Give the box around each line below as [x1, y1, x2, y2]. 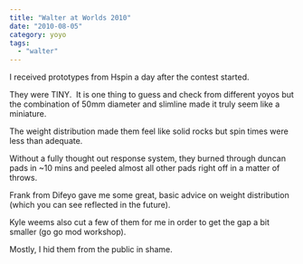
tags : [9, 38, 30, 48]
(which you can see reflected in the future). [9, 200, 171, 211]
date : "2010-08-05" [9, 22, 83, 31]
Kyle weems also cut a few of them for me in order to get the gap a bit [9, 217, 270, 228]
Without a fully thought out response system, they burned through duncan [9, 153, 287, 164]
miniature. [9, 108, 47, 119]
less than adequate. [9, 136, 83, 146]
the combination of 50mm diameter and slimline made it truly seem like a [9, 99, 280, 109]
